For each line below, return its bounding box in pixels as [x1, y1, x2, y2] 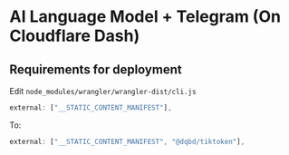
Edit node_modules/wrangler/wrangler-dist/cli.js [9, 86, 197, 96]
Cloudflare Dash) [9, 25, 140, 46]
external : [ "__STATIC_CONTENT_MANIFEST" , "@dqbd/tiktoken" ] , [9, 137, 246, 146]
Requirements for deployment [9, 62, 183, 77]
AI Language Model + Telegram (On [9, 6, 281, 27]
